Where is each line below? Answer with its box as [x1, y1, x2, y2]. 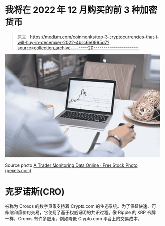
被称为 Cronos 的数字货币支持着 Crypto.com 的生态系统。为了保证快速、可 [5, 203, 156, 209]
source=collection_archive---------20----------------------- [17, 45, 139, 50]
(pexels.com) [5, 168, 32, 174]
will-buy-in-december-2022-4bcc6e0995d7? [17, 39, 110, 45]
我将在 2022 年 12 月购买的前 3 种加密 [5, 4, 158, 16]
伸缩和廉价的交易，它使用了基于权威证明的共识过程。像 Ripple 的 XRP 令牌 [5, 209, 156, 216]
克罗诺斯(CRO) [5, 186, 65, 198]
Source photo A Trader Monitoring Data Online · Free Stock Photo [5, 162, 137, 168]
